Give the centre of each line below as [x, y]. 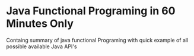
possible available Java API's [42, 46]
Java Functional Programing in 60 [91, 11]
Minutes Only [40, 24]
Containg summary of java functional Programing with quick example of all [97, 40]
